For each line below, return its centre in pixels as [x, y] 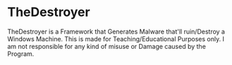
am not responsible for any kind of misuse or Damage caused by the [107, 46]
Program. [21, 54]
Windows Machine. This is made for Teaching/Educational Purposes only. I [116, 38]
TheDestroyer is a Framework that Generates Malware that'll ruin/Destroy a [116, 31]
